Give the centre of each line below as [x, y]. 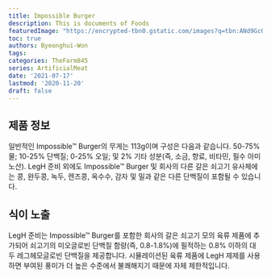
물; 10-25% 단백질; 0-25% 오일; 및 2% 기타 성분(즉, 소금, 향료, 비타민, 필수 [127, 156]
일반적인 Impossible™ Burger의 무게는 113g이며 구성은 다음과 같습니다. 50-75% [134, 147]
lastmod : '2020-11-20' [46, 83]
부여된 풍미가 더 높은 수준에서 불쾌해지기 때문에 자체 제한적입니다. [126, 266]
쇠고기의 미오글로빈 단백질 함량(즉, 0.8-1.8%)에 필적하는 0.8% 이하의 [139, 245]
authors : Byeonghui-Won [48, 46]
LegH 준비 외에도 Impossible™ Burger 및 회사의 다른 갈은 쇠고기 [129, 167]
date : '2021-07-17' [41, 76]
